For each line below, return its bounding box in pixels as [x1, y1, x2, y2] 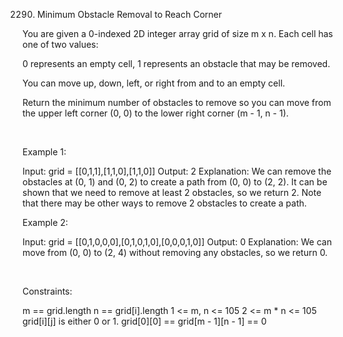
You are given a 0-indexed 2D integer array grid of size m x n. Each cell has [22, 28, 334, 39]
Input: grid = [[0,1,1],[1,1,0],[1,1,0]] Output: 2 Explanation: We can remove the [22, 165, 332, 177]
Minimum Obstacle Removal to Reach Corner [36, 9, 223, 20]
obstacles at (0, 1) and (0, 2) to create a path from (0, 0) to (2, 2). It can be [22, 176, 328, 188]
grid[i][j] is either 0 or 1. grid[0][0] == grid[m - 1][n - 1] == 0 [22, 315, 267, 327]
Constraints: [22, 285, 73, 297]
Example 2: [22, 217, 69, 228]
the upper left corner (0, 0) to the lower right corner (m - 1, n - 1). [22, 107, 289, 119]
